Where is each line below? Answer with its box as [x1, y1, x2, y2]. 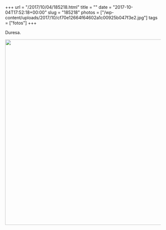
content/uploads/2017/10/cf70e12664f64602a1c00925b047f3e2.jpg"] [5, 15, 148, 20]
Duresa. [5, 30, 21, 35]
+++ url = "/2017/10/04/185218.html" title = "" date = [5, 4, 112, 10]
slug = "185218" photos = [47, 9, 100, 15]
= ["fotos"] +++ [5, 20, 37, 26]
